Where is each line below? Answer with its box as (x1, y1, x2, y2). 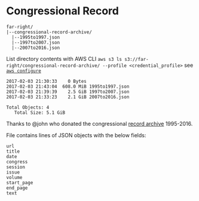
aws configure (6, 67, 42, 74)
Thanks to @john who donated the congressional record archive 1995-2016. (6, 120, 193, 127)
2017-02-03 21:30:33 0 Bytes (6, 78, 87, 84)
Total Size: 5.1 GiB (14, 109, 66, 116)
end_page (6, 185, 28, 191)
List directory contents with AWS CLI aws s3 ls (6, 55, 123, 62)
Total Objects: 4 (6, 104, 50, 110)
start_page (6, 180, 33, 185)
